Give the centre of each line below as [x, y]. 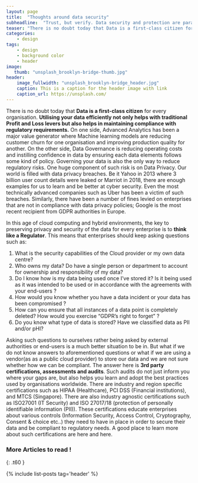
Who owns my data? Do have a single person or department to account [101, 265]
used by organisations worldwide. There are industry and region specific [94, 384]
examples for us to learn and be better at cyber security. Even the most [93, 186]
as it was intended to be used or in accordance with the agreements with [103, 284]
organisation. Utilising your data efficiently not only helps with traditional [97, 117]
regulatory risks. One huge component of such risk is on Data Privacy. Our [96, 167]
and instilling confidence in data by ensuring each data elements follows [94, 155]
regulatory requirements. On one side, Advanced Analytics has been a [93, 129]
